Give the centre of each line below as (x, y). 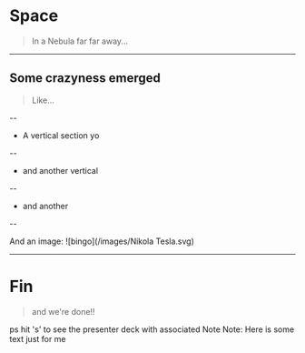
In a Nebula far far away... (80, 41)
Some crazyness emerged (85, 78)
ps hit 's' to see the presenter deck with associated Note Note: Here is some (152, 329)
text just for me (38, 338)
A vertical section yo (61, 135)
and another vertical (60, 170)
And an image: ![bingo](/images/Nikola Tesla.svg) (102, 241)
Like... (43, 100)
